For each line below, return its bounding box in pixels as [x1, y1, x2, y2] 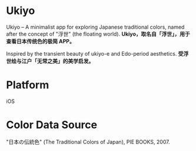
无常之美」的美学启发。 [36, 57, 94, 64]
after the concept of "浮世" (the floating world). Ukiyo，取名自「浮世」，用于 [6, 30, 190, 37]
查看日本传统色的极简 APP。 [6, 37, 75, 44]
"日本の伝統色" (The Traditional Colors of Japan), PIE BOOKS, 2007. [6, 138, 170, 145]
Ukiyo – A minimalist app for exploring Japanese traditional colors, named [6, 23, 185, 30]
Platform [6, 78, 49, 92]
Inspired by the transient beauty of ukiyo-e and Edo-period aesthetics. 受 [6, 50, 184, 57]
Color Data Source [6, 118, 98, 132]
